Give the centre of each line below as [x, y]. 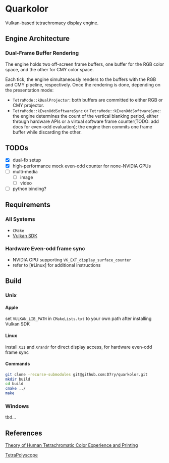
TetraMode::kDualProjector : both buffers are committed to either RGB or [88, 100]
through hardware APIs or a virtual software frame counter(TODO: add [86, 121]
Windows [17, 406]
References [24, 433]
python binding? [29, 189]
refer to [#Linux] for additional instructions [57, 265]
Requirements [28, 205]
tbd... [11, 417]
